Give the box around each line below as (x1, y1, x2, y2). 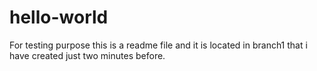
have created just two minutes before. (9, 49, 166, 61)
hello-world (9, 6, 109, 29)
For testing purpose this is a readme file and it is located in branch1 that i (9, 39, 308, 51)
